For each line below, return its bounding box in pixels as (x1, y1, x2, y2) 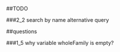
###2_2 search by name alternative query (6, 17, 109, 23)
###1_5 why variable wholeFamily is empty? (6, 40, 114, 46)
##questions (6, 28, 38, 35)
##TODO (6, 5, 28, 12)
